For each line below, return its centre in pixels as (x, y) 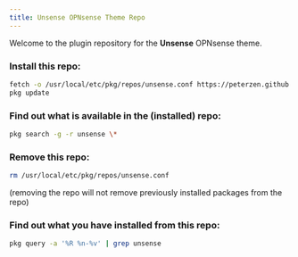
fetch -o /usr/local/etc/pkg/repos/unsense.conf (101, 84)
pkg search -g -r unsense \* (63, 134)
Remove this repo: (50, 157)
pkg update (29, 93)
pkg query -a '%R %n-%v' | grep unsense (86, 244)
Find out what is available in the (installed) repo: (115, 115)
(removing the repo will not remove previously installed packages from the (146, 193)
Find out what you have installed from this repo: (115, 225)
